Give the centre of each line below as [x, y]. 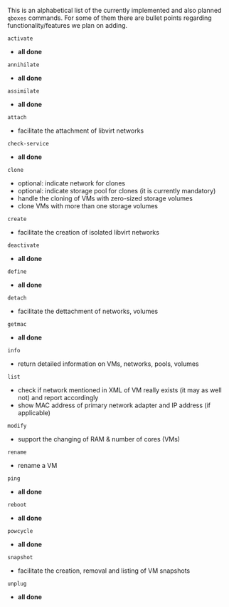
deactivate [23, 245]
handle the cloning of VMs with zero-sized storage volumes [105, 198]
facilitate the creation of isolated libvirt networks [89, 232]
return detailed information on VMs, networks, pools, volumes [108, 364]
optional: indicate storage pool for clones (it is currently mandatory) [117, 191]
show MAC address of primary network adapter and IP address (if [114, 405]
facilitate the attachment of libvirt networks [81, 131]
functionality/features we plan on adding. [68, 25]
